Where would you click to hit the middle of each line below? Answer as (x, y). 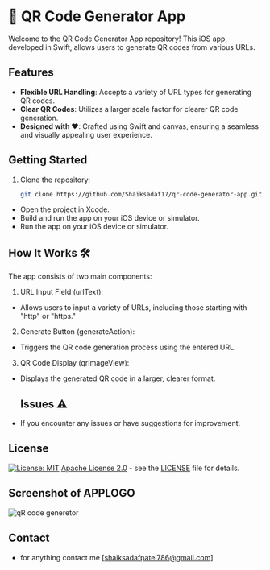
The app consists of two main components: (80, 276)
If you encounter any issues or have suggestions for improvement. (130, 423)
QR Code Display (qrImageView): (75, 363)
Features (31, 73)
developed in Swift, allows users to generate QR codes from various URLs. (132, 47)
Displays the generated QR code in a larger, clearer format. (118, 378)
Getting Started (48, 160)
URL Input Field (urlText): (61, 292)
